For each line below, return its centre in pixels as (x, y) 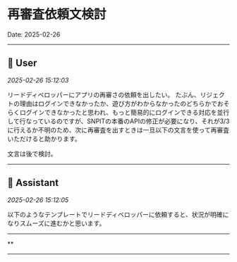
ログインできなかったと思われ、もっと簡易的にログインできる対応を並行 (124, 112)
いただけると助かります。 (44, 139)
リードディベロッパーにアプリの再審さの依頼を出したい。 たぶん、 (104, 94)
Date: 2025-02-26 (34, 34)
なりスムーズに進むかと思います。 (56, 223)
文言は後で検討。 (32, 154)
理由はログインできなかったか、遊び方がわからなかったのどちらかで (118, 104)
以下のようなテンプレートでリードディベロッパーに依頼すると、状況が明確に (118, 214)
